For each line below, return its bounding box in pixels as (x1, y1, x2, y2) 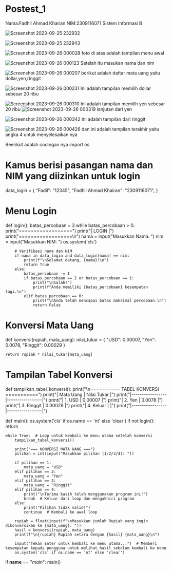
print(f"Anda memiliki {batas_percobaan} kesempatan (32, 284, 148, 290)
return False (32, 302, 61, 308)
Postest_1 (5, 3, 46, 15)
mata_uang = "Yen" (24, 473, 63, 479)
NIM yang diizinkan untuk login (5, 170, 140, 182)
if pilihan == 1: (14, 460, 52, 465)
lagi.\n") (5, 289, 27, 294)
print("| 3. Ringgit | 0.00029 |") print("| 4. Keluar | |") (5, 402, 116, 408)
